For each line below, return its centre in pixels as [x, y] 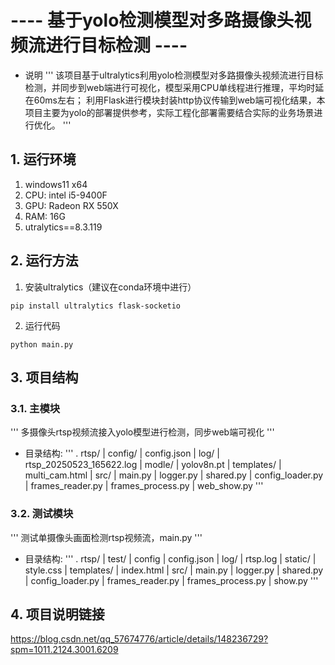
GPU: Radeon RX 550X [71, 205]
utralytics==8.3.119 [63, 227]
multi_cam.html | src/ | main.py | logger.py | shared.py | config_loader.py [174, 475]
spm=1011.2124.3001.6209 [64, 650]
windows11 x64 [56, 184]
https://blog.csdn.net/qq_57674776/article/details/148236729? [139, 639]
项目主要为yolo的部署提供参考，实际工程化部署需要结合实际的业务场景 [169, 112]
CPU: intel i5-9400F [66, 195]
